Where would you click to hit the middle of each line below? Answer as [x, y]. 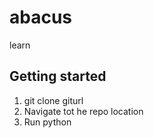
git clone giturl [53, 100]
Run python [47, 122]
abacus [41, 17]
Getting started [58, 76]
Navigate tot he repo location [83, 111]
